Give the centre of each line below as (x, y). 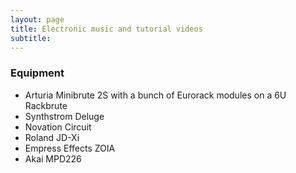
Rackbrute (46, 105)
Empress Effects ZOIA (70, 148)
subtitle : (31, 38)
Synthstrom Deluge (64, 116)
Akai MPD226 (53, 158)
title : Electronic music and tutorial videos (106, 29)
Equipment (37, 73)
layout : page (37, 19)
